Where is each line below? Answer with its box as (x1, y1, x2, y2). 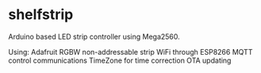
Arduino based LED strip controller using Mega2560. (8, 32, 180, 41)
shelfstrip (8, 6, 74, 24)
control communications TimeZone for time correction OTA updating (8, 56, 232, 65)
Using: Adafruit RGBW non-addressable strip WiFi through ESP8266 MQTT (8, 47, 253, 56)
